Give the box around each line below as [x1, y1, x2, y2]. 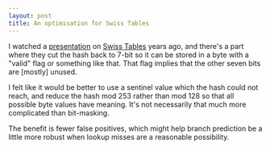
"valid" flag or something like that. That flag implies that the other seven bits [8, 58, 261, 68]
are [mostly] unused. [8, 67, 78, 76]
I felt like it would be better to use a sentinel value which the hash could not [8, 82, 259, 92]
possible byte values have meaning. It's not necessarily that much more [8, 99, 247, 109]
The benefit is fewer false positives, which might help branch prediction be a [8, 124, 263, 133]
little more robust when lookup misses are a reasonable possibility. [8, 132, 230, 141]
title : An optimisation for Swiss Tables [8, 19, 150, 27]
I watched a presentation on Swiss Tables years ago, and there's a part [8, 41, 244, 51]
